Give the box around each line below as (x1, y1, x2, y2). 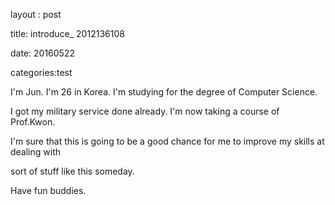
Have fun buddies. (10, 185, 87, 196)
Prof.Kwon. (10, 116, 56, 128)
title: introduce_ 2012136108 (10, 28, 125, 39)
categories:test (10, 67, 73, 78)
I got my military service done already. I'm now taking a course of (10, 105, 280, 117)
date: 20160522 (10, 47, 75, 59)
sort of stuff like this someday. (10, 165, 135, 177)
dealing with (10, 146, 62, 158)
